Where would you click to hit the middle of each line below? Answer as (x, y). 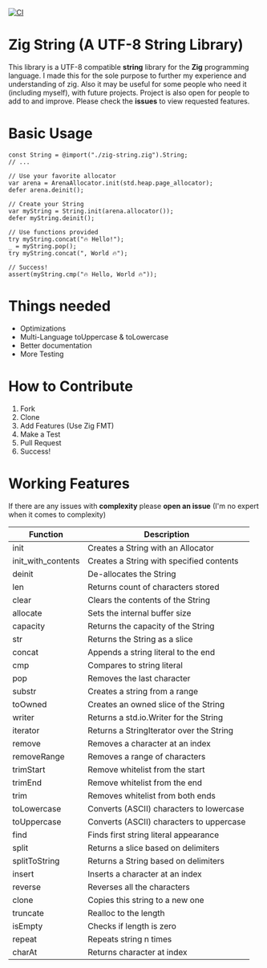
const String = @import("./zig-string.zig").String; (98, 155)
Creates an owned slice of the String (156, 704)
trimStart (29, 769)
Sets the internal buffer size (140, 612)
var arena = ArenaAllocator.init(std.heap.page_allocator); (111, 183)
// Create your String (46, 204)
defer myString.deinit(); (51, 218)
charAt (25, 952)
